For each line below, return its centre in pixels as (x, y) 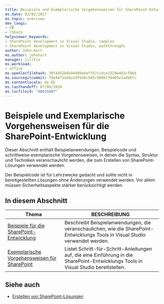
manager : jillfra (23, 60)
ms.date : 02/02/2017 (26, 14)
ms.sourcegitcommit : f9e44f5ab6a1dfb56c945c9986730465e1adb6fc (71, 78)
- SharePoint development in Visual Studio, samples (60, 42)
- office (14, 69)
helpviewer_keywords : (27, 37)
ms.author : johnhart (26, 55)
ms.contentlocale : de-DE (30, 82)
